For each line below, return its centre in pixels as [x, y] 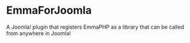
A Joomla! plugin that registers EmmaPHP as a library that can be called [95, 27]
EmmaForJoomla [49, 10]
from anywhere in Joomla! [38, 33]
